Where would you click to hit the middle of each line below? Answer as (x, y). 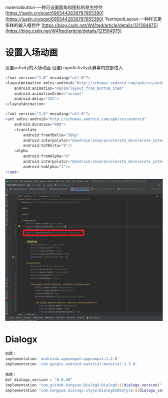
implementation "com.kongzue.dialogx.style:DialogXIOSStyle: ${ (72, 390)
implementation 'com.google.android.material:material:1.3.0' (71, 364)
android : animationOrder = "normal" (49, 94)
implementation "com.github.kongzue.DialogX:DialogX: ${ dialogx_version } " (84, 385)
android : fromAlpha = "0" (47, 156)
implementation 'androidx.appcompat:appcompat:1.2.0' (62, 359)
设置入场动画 (32, 53)
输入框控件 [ (31, 25)
